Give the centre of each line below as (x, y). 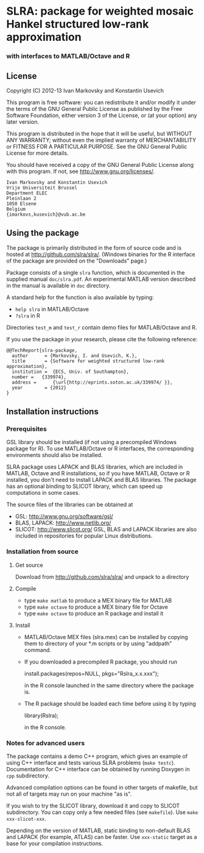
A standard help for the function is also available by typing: (80, 297)
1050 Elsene (21, 204)
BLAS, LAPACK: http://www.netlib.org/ (63, 523)
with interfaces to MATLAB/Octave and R (68, 56)
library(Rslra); (41, 715)
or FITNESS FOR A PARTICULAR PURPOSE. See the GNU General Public (97, 146)
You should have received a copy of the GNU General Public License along (100, 165)
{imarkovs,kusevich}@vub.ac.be (46, 214)
